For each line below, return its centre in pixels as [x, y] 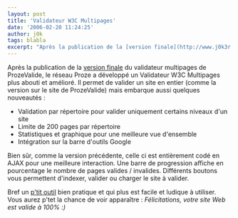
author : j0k [25, 34]
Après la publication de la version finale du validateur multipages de [107, 67]
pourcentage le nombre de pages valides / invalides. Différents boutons [112, 171]
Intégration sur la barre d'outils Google [74, 142]
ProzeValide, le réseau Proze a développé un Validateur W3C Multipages [114, 75]
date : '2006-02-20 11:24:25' [51, 27]
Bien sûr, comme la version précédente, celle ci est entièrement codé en [114, 155]
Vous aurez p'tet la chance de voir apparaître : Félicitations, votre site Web [117, 199]
